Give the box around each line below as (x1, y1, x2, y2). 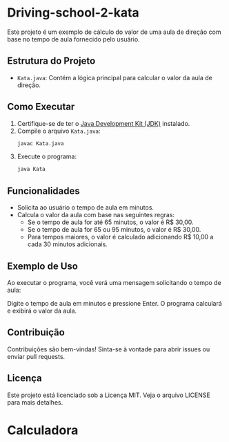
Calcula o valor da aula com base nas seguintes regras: (17, 211, 175, 219)
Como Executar (7, 101, 75, 113)
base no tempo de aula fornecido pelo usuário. (7, 35, 140, 43)
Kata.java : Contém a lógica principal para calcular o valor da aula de (17, 73, 212, 82)
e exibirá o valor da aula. (7, 306, 77, 315)
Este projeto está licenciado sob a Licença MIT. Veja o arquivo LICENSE (7, 391, 210, 399)
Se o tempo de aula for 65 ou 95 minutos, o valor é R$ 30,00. (27, 225, 201, 234)
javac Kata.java (17, 140, 64, 147)
